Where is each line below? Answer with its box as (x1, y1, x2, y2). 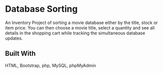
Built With (5, 49, 36, 58)
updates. (5, 35, 23, 41)
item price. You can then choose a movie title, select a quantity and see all (5, 24, 155, 30)
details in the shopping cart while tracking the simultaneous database (5, 30, 145, 36)
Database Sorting (5, 3, 78, 15)
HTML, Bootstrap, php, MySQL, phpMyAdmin (5, 62, 96, 68)
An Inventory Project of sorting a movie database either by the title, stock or (5, 20, 158, 25)
